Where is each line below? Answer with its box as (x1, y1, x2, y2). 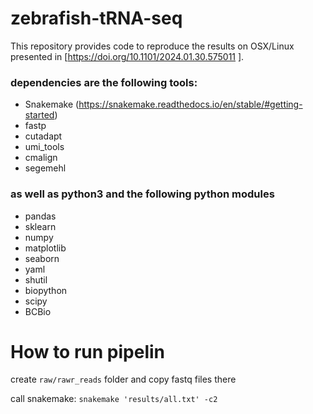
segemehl (24, 162, 67, 174)
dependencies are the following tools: (10, 75, 198, 89)
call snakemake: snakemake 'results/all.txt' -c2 (10, 393, 218, 405)
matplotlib (24, 242, 67, 254)
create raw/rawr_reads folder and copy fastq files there (10, 373, 237, 386)
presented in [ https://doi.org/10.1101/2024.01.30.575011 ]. (10, 50, 245, 62)
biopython (24, 284, 68, 296)
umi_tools (24, 141, 65, 153)
